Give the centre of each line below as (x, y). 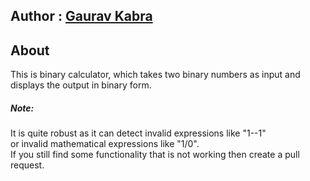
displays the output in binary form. (81, 85)
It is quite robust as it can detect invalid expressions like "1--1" (138, 133)
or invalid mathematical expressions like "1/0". (105, 144)
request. (27, 165)
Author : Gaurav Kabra (81, 16)
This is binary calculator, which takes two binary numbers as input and (155, 75)
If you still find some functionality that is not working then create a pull (155, 155)
